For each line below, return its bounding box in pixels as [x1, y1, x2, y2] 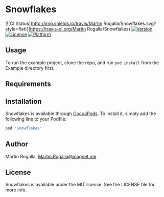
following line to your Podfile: [5, 116, 67, 122]
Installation [5, 97, 42, 105]
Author [5, 140, 28, 149]
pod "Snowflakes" [5, 126, 42, 131]
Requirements [5, 80, 51, 89]
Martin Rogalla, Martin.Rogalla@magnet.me [5, 153, 97, 159]
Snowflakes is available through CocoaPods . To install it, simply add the [5, 110, 156, 117]
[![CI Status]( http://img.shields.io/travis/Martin [5, 20, 103, 26]
